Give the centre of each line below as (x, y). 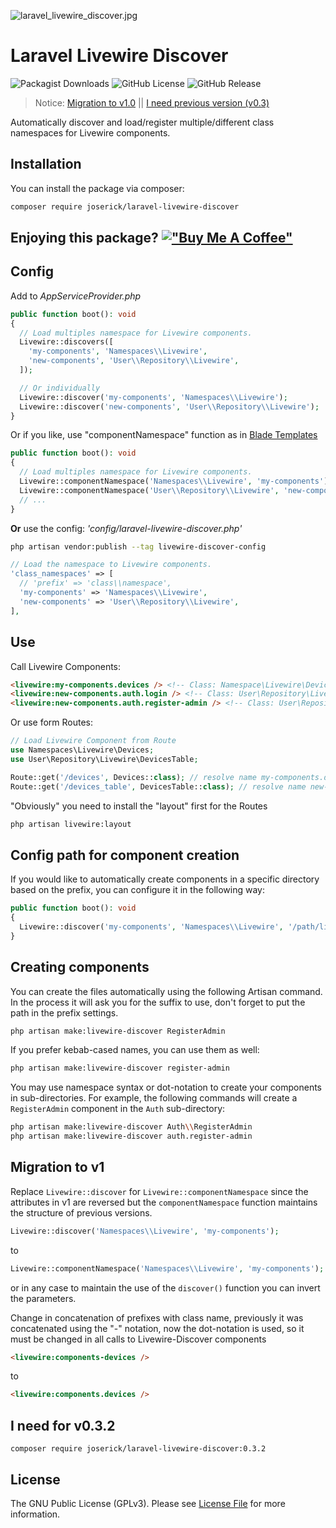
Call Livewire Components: (66, 666)
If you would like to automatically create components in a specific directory (165, 879)
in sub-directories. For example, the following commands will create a (154, 1098)
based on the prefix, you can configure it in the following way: (138, 890)
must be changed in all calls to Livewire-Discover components (138, 1339)
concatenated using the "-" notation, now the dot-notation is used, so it (157, 1328)
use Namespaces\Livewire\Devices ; (82, 750)
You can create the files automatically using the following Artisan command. (166, 991)
